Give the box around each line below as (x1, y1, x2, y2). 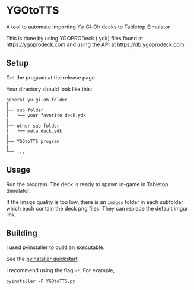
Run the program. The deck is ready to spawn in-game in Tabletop (6, 180, 168, 187)
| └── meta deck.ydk (6, 128, 62, 134)
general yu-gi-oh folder (6, 97, 68, 103)
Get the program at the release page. (6, 74, 97, 81)
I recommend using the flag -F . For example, (6, 267, 115, 274)
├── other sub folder (6, 123, 60, 129)
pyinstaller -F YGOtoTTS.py (6, 278, 76, 285)
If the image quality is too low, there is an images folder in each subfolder (6, 198, 184, 205)
